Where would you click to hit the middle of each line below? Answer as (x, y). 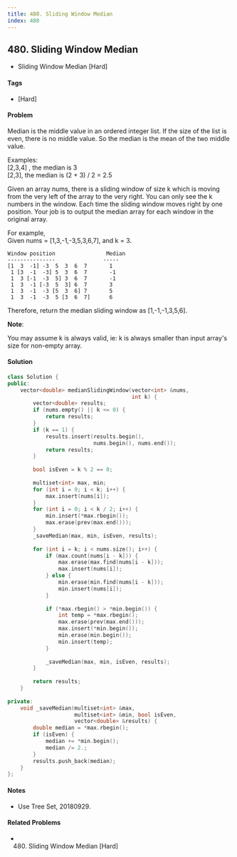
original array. (28, 219)
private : (20, 701)
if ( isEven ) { (54, 734)
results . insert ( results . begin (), (95, 436)
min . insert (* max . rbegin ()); (87, 516)
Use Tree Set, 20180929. (54, 806)
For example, (27, 233)
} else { (58, 576)
